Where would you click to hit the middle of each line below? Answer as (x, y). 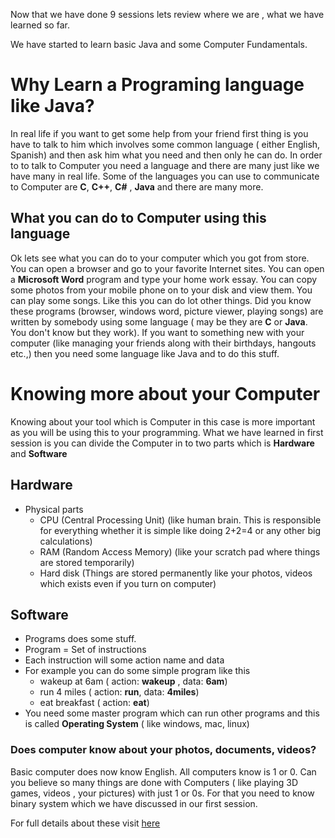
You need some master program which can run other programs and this (172, 713)
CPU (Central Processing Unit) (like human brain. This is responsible (180, 520)
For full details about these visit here (85, 823)
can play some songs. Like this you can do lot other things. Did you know (161, 300)
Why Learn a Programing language (157, 85)
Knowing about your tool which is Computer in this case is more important (163, 421)
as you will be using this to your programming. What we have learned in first (167, 432)
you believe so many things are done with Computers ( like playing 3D (154, 782)
